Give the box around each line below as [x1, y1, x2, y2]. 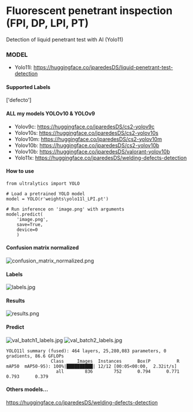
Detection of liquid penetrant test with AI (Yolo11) [6, 36, 124, 43]
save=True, [16, 222, 43, 227]
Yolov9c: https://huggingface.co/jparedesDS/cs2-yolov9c [14, 123, 155, 130]
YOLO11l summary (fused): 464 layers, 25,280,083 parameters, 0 [6, 348, 167, 354]
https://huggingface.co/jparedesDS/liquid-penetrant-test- [33, 64, 173, 71]
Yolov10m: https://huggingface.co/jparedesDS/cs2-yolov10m [14, 135, 162, 142]
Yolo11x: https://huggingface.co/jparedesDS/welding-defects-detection [14, 154, 187, 161]
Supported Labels [6, 83, 51, 90]
